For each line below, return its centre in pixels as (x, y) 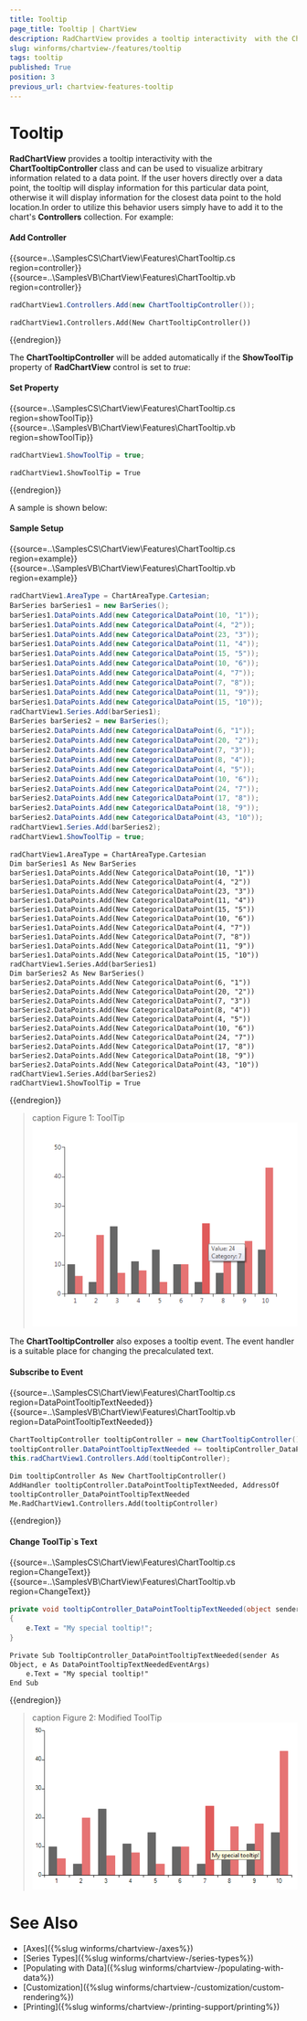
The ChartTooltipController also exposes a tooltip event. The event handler (152, 1341)
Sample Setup (37, 528)
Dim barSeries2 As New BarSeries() (77, 973)
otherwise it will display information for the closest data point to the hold (145, 197)
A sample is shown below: (58, 507)
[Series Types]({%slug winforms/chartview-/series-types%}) (138, 1958)
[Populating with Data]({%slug (79, 1968)
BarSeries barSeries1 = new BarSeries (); (90, 605)
